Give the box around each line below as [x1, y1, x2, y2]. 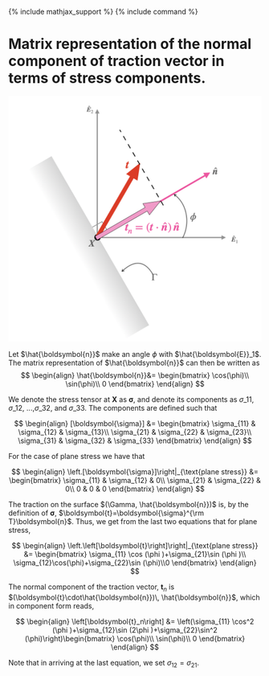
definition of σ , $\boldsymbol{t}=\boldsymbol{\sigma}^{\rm [8, 508, 205, 518]
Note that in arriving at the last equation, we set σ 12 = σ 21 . [8, 658, 199, 670]
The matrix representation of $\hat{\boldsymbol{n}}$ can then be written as [8, 358, 260, 368]
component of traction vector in [8, 52, 225, 71]
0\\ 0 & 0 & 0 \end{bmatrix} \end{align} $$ [65, 484, 205, 494]
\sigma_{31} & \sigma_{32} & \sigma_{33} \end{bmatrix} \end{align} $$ [17, 436, 253, 445]
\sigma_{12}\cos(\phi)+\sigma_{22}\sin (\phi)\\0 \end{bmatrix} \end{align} [13, 558, 257, 567]
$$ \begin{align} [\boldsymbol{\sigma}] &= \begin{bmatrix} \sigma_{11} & [14, 419, 256, 428]
